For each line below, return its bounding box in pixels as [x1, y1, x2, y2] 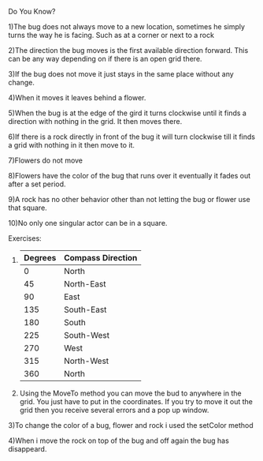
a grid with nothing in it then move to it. [8, 141, 135, 149]
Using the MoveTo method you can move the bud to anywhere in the [19, 388, 242, 398]
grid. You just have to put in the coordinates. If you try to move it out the [19, 397, 254, 406]
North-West [64, 355, 109, 366]
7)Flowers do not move [8, 156, 83, 165]
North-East [64, 279, 106, 289]
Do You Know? [8, 7, 56, 16]
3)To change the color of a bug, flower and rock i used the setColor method [8, 421, 254, 429]
